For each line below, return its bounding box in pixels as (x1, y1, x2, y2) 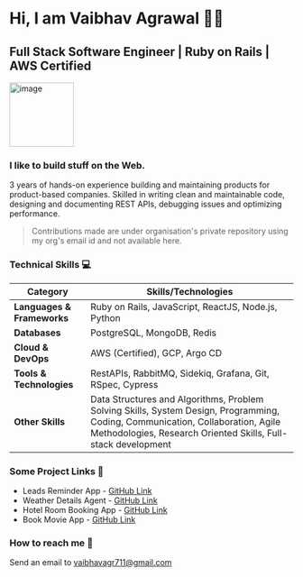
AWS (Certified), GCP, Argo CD (89, 346, 223, 359)
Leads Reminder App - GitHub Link (22, 485, 152, 496)
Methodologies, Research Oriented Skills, (89, 426, 265, 439)
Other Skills (14, 415, 66, 427)
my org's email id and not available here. (31, 235, 182, 246)
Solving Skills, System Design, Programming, (89, 404, 280, 417)
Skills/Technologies (146, 285, 234, 298)
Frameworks (14, 311, 69, 324)
